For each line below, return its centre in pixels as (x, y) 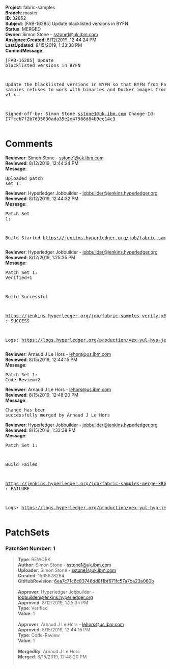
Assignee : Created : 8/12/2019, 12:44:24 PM (51, 40)
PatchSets (27, 533)
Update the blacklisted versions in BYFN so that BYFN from (82, 84)
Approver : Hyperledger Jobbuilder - (56, 592)
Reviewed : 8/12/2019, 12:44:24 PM (42, 163)
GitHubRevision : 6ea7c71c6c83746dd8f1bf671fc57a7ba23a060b (86, 581)
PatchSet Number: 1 (30, 548)
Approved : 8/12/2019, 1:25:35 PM (53, 603)
